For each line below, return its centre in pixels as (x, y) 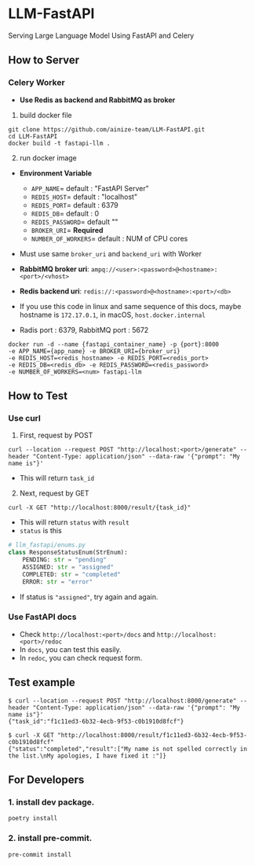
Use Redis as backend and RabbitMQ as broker (97, 100)
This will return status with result (74, 522)
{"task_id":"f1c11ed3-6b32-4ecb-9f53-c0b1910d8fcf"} (96, 721)
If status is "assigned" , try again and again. (89, 597)
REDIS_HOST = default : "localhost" (84, 197)
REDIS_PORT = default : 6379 (75, 205)
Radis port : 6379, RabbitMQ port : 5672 (84, 330)
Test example (42, 682)
